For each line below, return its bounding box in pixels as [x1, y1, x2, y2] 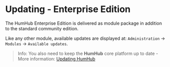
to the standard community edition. [5, 25, 79, 31]
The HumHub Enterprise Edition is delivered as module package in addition [5, 20, 162, 26]
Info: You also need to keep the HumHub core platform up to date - [17, 50, 158, 56]
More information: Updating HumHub [17, 55, 95, 61]
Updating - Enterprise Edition [5, 4, 131, 15]
